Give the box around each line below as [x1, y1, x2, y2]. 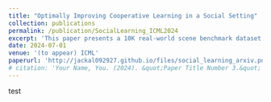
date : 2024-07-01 [8, 42, 67, 50]
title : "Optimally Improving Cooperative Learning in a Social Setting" [8, 11, 258, 20]
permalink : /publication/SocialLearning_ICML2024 [8, 27, 179, 35]
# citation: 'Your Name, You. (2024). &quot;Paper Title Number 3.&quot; [8, 64, 262, 72]
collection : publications [8, 19, 95, 27]
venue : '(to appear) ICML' [8, 49, 99, 57]
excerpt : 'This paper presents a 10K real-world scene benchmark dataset [8, 34, 262, 43]
